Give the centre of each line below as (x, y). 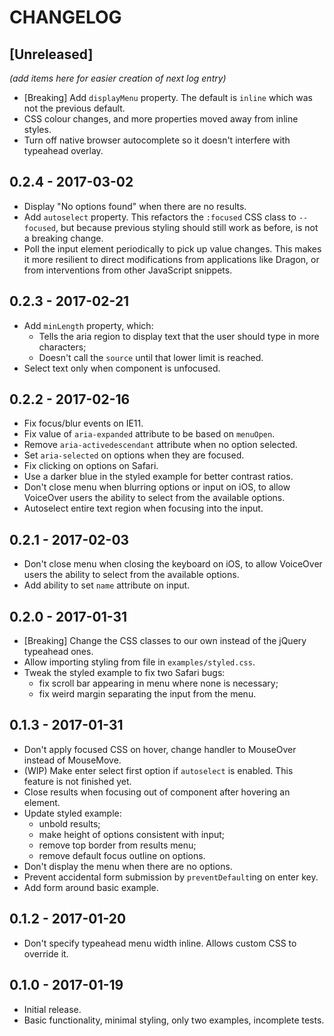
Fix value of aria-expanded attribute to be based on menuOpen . (149, 434)
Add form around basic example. (91, 887)
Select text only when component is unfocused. (122, 368)
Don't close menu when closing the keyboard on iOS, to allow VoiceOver (173, 564)
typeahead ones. (58, 652)
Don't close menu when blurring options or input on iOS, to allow (157, 487)
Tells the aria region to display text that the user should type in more (179, 336)
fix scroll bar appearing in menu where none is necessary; (158, 683)
